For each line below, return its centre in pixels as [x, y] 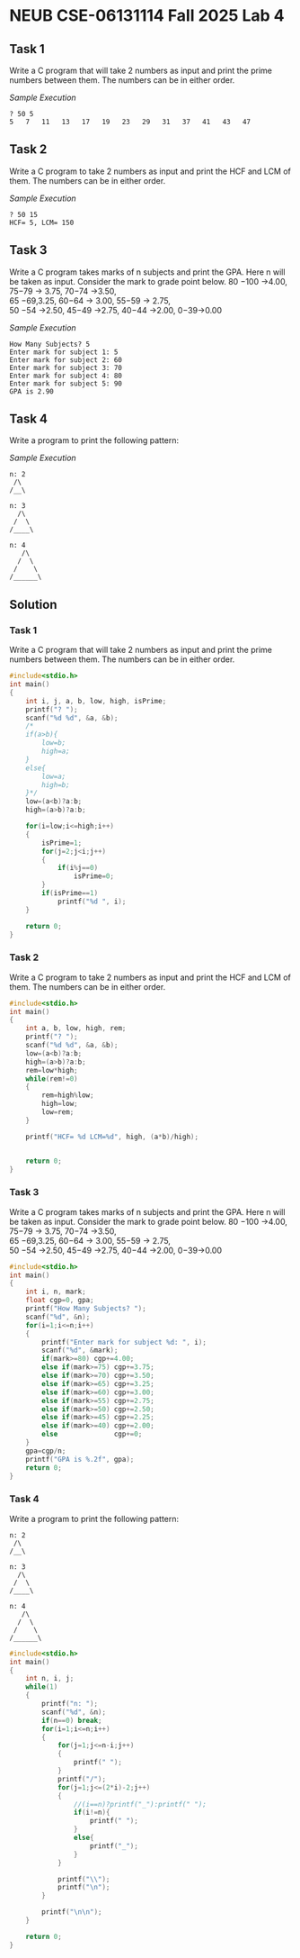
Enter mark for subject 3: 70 [66, 367]
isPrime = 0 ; [94, 876]
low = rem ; [58, 1112]
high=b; [56, 784]
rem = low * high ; [52, 1070]
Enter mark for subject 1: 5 [64, 352]
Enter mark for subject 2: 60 [66, 360]
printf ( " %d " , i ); [92, 902]
